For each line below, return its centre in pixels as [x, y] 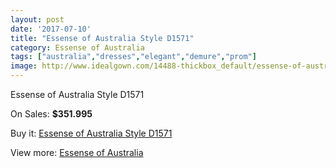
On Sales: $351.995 [51, 114]
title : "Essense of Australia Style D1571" [102, 38]
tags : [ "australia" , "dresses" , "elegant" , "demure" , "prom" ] [133, 57]
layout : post [37, 19]
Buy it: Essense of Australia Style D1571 [91, 133]
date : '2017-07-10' [51, 29]
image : [24, 66]
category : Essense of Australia [77, 47]
